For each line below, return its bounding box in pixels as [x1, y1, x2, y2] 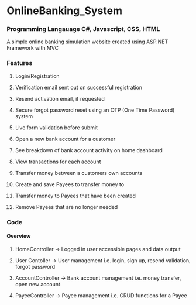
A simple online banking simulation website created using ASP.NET [6, 38, 169, 45]
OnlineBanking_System [6, 4, 122, 18]
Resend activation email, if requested [15, 95, 105, 102]
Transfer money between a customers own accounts [15, 169, 143, 176]
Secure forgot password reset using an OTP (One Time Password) [15, 107, 175, 114]
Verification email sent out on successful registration [15, 84, 143, 91]
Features [6, 59, 33, 67]
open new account [15, 280, 61, 287]
